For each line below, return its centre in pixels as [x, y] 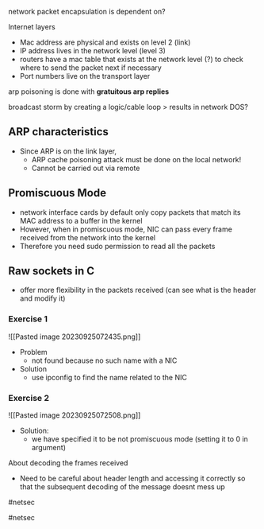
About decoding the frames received [68, 463]
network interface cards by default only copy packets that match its [130, 212]
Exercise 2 [29, 398]
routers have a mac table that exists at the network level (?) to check [131, 59]
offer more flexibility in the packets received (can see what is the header [138, 290]
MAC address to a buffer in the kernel [81, 220]
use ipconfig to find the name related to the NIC [109, 377]
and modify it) [42, 298]
